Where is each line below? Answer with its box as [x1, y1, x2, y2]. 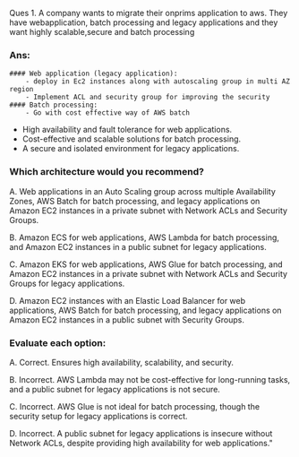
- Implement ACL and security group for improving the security [25, 93, 270, 102]
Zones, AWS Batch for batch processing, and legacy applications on [9, 195, 261, 206]
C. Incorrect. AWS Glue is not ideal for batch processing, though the [9, 401, 261, 411]
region [9, 85, 34, 94]
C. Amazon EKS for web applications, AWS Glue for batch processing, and [9, 259, 284, 270]
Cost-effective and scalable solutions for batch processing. [21, 134, 242, 144]
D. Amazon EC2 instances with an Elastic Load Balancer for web [9, 295, 246, 306]
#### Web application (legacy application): [9, 69, 178, 79]
